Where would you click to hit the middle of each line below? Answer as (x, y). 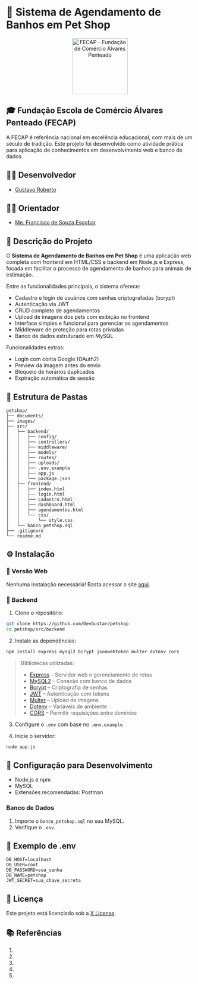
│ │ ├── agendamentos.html (45, 510)
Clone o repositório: (39, 613)
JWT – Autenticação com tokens (70, 694)
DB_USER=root (22, 865)
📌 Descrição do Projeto (49, 241)
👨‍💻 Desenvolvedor (41, 175)
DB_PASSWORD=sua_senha (34, 870)
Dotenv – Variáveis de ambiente (68, 706)
